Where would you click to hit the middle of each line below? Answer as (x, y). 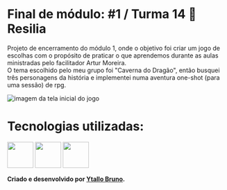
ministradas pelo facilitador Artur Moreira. (67, 62)
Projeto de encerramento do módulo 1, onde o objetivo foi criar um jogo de (114, 48)
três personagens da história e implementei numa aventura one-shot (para (113, 77)
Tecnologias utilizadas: (76, 127)
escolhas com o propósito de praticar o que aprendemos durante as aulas (113, 55)
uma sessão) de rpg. (37, 85)
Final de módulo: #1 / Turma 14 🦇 (102, 14)
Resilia (27, 29)
